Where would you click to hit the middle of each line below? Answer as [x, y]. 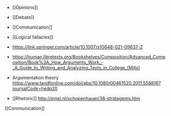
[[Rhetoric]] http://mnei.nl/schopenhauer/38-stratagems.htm [76, 98]
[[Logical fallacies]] [33, 37]
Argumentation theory [35, 78]
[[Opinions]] [25, 7]
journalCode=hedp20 [35, 88]
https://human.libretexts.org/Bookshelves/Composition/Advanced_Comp [89, 57]
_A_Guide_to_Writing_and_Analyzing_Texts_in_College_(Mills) [76, 68]
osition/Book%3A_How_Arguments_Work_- [58, 62]
